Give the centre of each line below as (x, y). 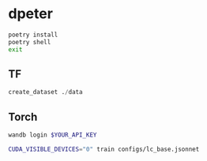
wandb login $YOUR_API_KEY (53, 135)
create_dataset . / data (45, 92)
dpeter (31, 14)
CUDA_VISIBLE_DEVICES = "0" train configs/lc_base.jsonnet (104, 149)
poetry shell (30, 42)
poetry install (33, 35)
